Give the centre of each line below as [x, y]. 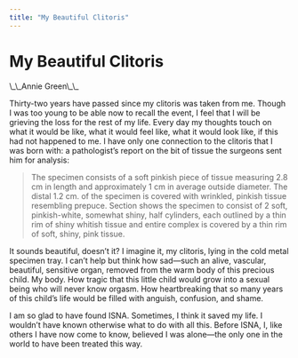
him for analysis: [39, 160]
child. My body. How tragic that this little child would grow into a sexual [139, 279]
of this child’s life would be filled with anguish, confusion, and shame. [137, 298]
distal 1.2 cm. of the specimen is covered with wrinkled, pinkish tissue [159, 195]
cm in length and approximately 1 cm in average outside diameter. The [159, 187]
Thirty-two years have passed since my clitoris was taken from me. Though [148, 103]
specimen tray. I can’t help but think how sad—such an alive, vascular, [138, 260]
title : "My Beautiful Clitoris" [69, 17]
